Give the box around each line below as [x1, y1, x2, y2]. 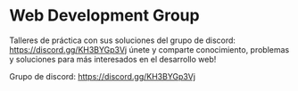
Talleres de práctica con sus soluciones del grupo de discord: [9, 35, 236, 45]
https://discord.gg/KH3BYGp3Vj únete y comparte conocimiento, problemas [9, 44, 290, 54]
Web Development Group [9, 5, 200, 26]
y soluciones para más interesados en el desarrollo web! [9, 54, 217, 64]
